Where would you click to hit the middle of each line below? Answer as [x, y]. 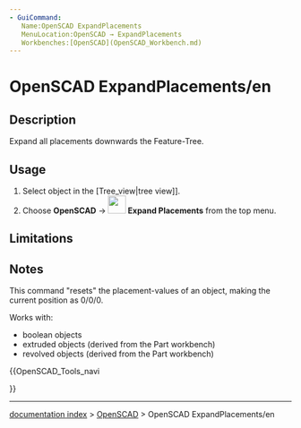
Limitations [41, 239]
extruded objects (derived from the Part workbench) [119, 345]
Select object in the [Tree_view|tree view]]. [101, 191]
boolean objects [52, 335]
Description [43, 120]
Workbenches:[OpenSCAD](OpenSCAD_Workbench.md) [112, 43]
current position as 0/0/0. [56, 300]
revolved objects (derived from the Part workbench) [118, 354]
